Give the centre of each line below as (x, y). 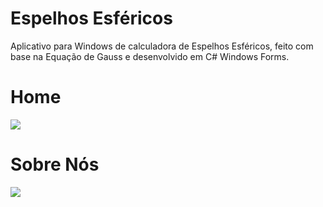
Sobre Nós (55, 164)
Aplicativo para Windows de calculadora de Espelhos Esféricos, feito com (162, 46)
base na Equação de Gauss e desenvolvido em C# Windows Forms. (150, 56)
